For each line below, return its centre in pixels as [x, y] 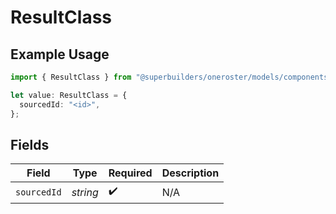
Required [130, 173]
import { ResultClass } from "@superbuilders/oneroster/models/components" [171, 77]
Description [190, 173]
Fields [30, 144]
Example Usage [60, 54]
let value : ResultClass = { [69, 95]
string [85, 192]
